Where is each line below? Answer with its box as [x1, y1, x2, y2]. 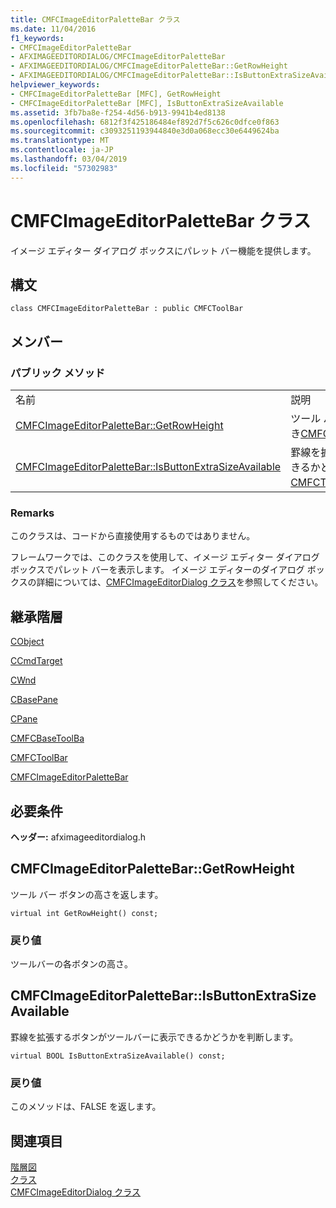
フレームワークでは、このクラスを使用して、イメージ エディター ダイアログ [10, 551, 320, 563]
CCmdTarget [10, 655, 63, 667]
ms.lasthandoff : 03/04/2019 [10, 154, 128, 164]
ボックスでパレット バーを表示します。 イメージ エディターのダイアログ [10, 564, 305, 576]
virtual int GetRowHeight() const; [10, 908, 159, 918]
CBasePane [10, 694, 59, 706]
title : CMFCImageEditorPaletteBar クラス [10, 14, 181, 25]
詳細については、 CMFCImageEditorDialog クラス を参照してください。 [36, 576, 324, 588]
